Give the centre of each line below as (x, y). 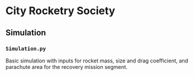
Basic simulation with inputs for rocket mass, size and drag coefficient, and (97, 61)
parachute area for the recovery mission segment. (67, 67)
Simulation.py (26, 49)
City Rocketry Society (61, 11)
